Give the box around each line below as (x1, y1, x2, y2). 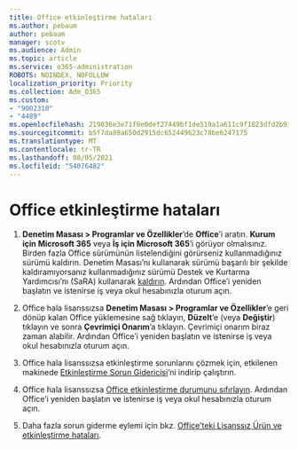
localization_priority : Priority (9, 79, 133, 88)
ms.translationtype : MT (9, 137, 98, 146)
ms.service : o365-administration (9, 63, 133, 72)
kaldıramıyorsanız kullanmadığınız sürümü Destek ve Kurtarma (21, 267, 250, 278)
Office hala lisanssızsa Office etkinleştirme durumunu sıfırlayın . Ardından (21, 384, 288, 395)
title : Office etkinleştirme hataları (9, 12, 153, 22)
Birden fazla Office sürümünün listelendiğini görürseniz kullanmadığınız (21, 248, 282, 258)
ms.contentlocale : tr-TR (9, 145, 101, 154)
